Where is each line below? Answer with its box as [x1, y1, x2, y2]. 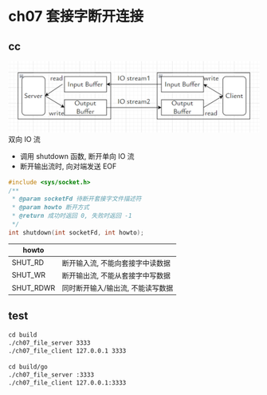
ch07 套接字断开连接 [8, 7, 144, 26]
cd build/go [8, 363, 48, 371]
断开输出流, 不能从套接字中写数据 [61, 271, 171, 280]
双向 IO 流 [8, 134, 41, 144]
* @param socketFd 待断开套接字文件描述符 [11, 195, 142, 203]
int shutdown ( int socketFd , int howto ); [8, 228, 145, 236]
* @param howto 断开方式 [11, 203, 90, 211]
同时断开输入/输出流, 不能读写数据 [61, 283, 174, 293]
